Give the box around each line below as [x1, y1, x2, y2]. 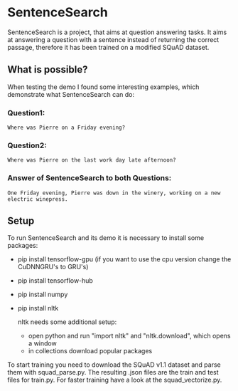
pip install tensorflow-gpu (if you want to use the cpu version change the [17, 255, 232, 264]
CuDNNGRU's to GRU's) [17, 263, 89, 271]
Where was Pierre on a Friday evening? [7, 124, 126, 132]
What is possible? [7, 63, 88, 75]
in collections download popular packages [28, 347, 153, 355]
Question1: [7, 108, 45, 118]
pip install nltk [17, 304, 59, 313]
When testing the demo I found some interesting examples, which [7, 83, 200, 91]
